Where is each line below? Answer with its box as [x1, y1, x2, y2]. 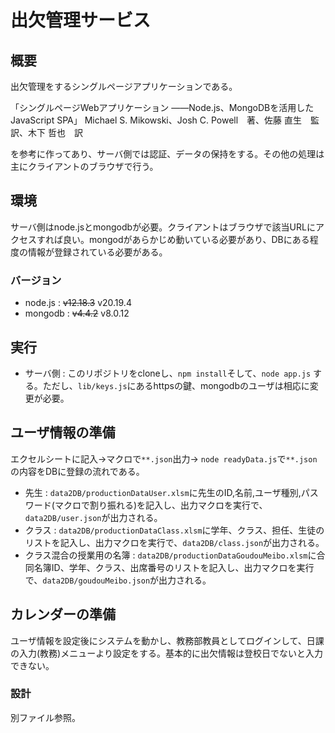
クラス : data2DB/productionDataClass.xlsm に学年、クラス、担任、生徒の [24, 524, 325, 536]
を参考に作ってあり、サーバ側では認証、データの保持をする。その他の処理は [10, 148, 325, 160]
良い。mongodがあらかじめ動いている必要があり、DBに [62, 233, 293, 245]
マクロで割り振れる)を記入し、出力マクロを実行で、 [54, 499, 268, 511]
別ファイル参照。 [10, 711, 81, 723]
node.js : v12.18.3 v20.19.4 [24, 297, 132, 309]
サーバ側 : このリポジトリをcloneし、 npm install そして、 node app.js [24, 367, 312, 379]
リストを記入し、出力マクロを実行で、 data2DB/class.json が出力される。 [24, 536, 325, 548]
